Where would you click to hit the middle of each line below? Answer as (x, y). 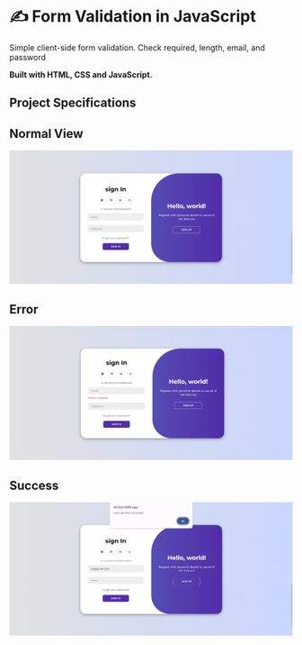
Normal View (46, 134)
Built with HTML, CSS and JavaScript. (81, 74)
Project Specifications (73, 103)
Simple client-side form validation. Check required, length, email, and (137, 47)
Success (34, 485)
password (28, 57)
